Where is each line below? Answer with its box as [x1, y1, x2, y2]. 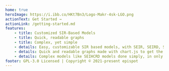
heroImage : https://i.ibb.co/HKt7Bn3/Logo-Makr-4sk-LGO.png [5, 12, 134, 17]
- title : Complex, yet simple [14, 40, 78, 45]
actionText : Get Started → [5, 16, 62, 21]
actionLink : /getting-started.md [5, 21, 75, 26]
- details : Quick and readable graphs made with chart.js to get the [14, 49, 163, 54]
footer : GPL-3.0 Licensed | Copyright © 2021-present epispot [5, 58, 138, 63]
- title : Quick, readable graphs [14, 35, 84, 40]
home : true [5, 7, 28, 12]
